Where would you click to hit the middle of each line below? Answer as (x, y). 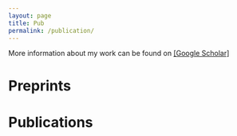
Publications (51, 122)
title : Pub (26, 23)
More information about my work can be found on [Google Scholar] (119, 54)
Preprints (40, 86)
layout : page (30, 16)
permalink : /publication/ (51, 30)
